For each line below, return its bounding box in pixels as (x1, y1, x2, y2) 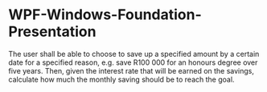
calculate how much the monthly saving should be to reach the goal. (8, 74, 235, 84)
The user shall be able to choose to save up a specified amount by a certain (8, 49, 260, 58)
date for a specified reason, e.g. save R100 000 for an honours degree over (8, 58, 258, 67)
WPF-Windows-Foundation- (8, 6, 203, 24)
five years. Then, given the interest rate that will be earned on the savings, (8, 66, 255, 75)
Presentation (8, 22, 97, 41)
